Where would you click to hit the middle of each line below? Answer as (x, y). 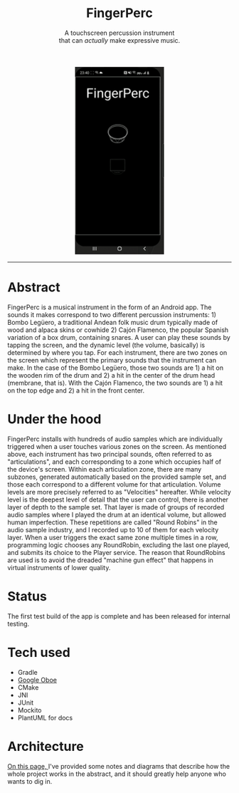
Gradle (27, 672)
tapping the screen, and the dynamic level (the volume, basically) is (106, 345)
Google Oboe (37, 680)
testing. (18, 623)
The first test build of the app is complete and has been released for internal (119, 616)
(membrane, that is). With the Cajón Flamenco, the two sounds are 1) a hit (115, 383)
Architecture (46, 746)
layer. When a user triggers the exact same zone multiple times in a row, (113, 537)
